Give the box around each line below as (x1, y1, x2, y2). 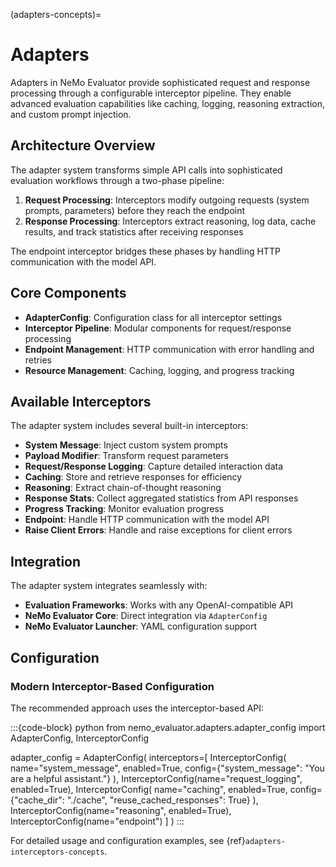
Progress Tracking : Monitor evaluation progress (24, 503, 225, 515)
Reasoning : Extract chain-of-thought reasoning (24, 482, 222, 494)
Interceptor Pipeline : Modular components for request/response (24, 322, 292, 334)
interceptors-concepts (10, 847, 105, 857)
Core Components (10, 285, 127, 302)
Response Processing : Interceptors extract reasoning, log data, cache (24, 215, 317, 227)
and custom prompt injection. (10, 108, 132, 120)
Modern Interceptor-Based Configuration (10, 679, 215, 693)
